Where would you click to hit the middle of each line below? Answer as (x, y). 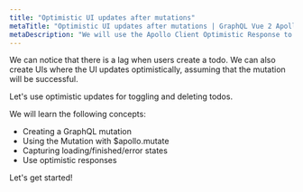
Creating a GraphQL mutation (77, 132)
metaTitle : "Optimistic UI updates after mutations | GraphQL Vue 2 (141, 26)
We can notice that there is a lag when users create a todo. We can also (143, 60)
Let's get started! (41, 178)
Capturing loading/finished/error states (95, 151)
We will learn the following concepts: (78, 114)
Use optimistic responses (69, 160)
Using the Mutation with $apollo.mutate (96, 142)
